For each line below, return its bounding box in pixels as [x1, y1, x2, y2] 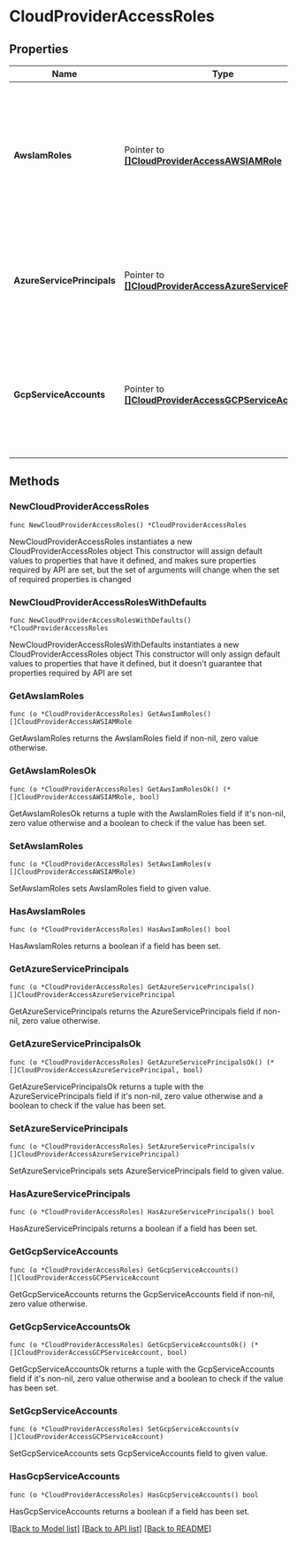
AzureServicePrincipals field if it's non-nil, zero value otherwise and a [9, 1090, 263, 1101]
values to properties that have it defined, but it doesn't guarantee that [9, 658, 263, 668]
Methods [9, 474, 60, 489]
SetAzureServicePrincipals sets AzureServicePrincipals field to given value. [9, 1165, 285, 1176]
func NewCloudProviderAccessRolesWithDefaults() [9, 616, 192, 625]
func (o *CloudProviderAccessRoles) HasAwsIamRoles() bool [9, 925, 232, 934]
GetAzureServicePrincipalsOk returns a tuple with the [9, 1081, 204, 1092]
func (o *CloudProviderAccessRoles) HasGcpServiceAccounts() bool [9, 1491, 259, 1499]
